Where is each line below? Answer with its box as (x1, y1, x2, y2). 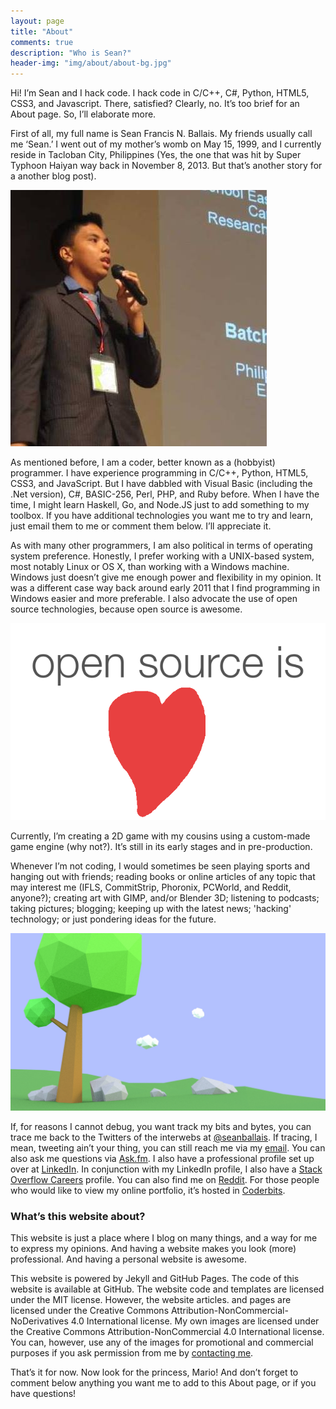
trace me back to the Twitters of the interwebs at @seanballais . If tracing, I (10, 1131, 318, 1143)
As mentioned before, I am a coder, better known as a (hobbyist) (10, 456, 276, 469)
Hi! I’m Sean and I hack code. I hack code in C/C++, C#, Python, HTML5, (10, 87, 310, 99)
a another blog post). (10, 170, 97, 182)
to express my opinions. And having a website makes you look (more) (10, 1242, 297, 1254)
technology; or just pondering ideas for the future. (10, 913, 217, 925)
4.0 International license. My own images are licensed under (70, 1315, 320, 1327)
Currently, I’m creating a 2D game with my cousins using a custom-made (10, 830, 311, 842)
